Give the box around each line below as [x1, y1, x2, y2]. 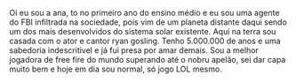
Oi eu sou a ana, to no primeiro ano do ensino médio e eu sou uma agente [9, 8, 280, 18]
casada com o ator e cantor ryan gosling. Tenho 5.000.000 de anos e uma [9, 35, 282, 46]
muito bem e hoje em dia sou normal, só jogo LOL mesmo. [9, 64, 222, 74]
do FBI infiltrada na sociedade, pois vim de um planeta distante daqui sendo [9, 17, 287, 27]
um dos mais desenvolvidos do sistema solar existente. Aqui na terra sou [9, 26, 276, 36]
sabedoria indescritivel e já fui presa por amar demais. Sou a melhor [9, 45, 260, 56]
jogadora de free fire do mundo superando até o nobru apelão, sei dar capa [9, 55, 286, 64]
